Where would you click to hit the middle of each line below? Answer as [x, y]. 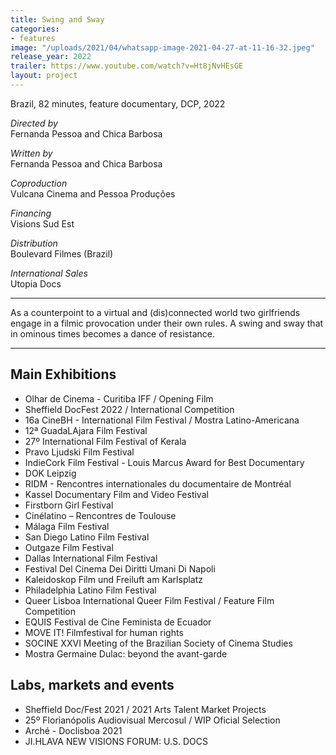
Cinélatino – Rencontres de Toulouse [100, 515]
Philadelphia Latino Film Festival [90, 590]
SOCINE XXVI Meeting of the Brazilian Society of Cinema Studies [158, 643]
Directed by [34, 123]
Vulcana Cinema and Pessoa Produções [93, 193]
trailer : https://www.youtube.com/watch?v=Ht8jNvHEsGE [127, 66]
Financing [31, 213]
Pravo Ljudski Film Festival [79, 452]
